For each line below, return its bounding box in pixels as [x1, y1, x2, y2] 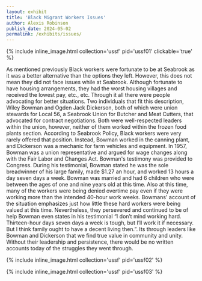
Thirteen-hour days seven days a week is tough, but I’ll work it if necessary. [6, 219, 194, 226]
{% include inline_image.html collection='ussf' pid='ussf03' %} [6, 268, 163, 276]
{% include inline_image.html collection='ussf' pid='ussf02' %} [6, 256, 163, 264]
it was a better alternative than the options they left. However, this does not [6, 72, 192, 79]
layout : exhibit [6, 8, 47, 15]
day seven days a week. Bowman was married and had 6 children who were [6, 174, 195, 182]
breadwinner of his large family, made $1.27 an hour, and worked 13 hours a [6, 168, 194, 175]
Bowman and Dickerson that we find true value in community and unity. [6, 232, 183, 239]
